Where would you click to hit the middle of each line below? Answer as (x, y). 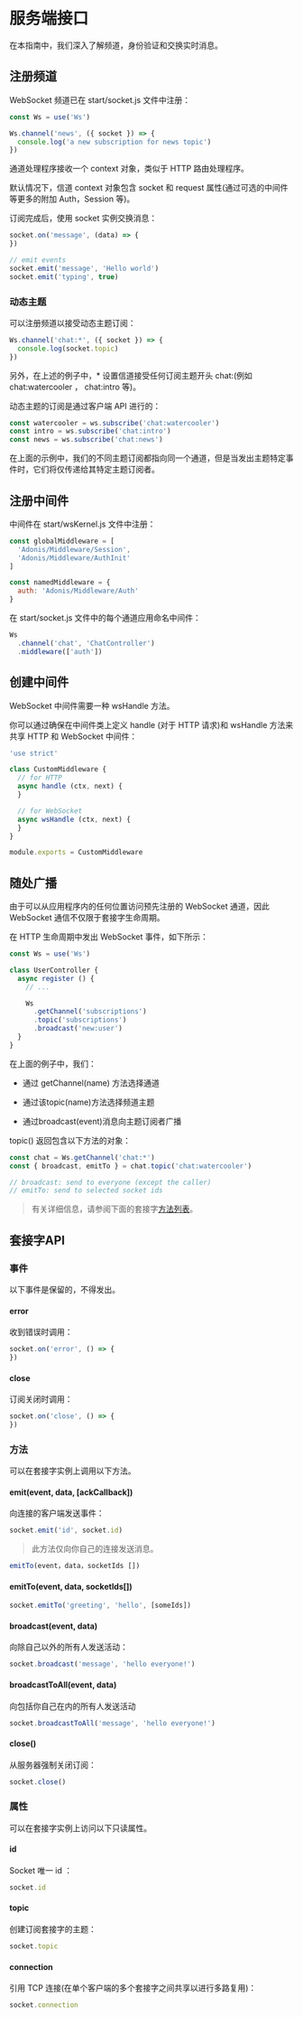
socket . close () (38, 1782)
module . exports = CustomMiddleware (76, 853)
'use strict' (34, 753)
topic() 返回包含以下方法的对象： (70, 1140)
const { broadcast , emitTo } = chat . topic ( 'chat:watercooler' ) (131, 1166)
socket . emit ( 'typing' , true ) (64, 276)
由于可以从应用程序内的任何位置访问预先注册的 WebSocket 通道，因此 (140, 906)
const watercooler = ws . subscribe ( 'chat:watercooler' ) (115, 423)
